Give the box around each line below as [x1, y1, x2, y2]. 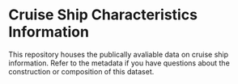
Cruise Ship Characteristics [8, 6, 198, 24]
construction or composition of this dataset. [8, 66, 155, 76]
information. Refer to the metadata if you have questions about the [8, 58, 231, 68]
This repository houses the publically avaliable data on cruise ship [8, 49, 229, 59]
